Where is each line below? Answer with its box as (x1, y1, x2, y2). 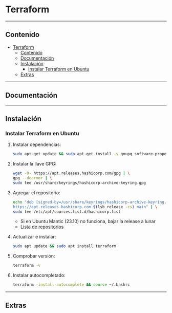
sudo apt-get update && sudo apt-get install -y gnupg (12, 152, 133, 157)
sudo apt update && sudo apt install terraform (12, 244, 116, 249)
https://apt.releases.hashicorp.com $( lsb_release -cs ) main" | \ (12, 204, 158, 209)
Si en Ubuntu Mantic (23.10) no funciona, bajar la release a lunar (20, 218, 156, 225)
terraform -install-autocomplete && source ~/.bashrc (12, 282, 130, 287)
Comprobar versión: (12, 253, 55, 259)
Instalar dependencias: (12, 141, 61, 148)
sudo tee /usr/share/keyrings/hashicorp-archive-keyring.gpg (12, 180, 146, 186)
